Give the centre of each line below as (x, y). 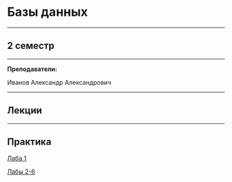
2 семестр (31, 46)
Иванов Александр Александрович (59, 82)
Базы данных (48, 12)
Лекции (25, 111)
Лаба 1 (17, 159)
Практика (29, 142)
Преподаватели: (32, 69)
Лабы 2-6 (21, 172)
